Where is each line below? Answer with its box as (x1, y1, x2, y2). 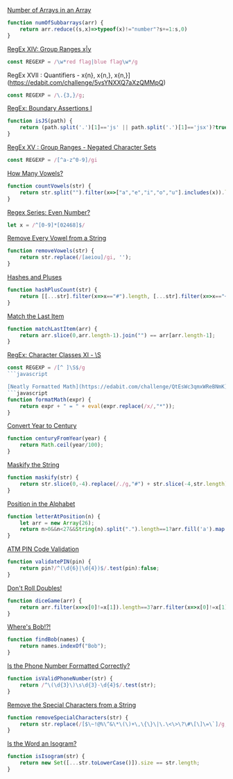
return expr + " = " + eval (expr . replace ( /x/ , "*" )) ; (19, 402, 175, 409)
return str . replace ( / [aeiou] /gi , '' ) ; (19, 254, 132, 261)
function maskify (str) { (7, 474, 79, 481)
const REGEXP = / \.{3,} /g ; (7, 92, 85, 99)
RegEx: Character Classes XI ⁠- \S (7, 351, 102, 359)
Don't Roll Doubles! (7, 584, 62, 592)
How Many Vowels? (7, 169, 64, 177)
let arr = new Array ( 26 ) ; (19, 519, 95, 527)
